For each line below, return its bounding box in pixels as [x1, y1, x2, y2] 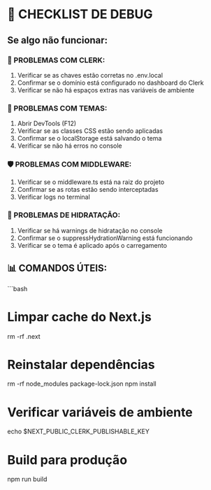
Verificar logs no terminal [17, 192, 91, 202]
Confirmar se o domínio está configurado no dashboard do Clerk [17, 78, 204, 87]
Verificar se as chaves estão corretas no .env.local [17, 71, 163, 79]
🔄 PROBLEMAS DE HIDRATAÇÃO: [7, 210, 121, 220]
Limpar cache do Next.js [7, 309, 152, 325]
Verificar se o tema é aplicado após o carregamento [17, 241, 168, 249]
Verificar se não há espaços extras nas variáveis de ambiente [17, 85, 195, 94]
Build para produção [7, 451, 128, 468]
